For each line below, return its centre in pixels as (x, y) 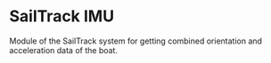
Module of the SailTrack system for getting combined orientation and (136, 41)
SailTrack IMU (62, 16)
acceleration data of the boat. (64, 50)
